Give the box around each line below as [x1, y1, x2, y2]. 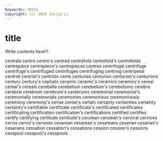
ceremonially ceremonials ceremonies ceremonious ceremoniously [5, 94, 140, 100]
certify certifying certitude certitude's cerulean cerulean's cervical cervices [5, 115, 158, 121]
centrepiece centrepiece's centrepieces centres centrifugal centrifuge [5, 63, 146, 69]
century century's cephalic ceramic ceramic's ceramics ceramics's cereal [5, 79, 154, 85]
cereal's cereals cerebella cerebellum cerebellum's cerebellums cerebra [5, 84, 150, 90]
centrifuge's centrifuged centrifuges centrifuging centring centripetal [5, 69, 145, 74]
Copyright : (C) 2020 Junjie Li [5, 12, 69, 17]
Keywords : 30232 [5, 7, 38, 12]
